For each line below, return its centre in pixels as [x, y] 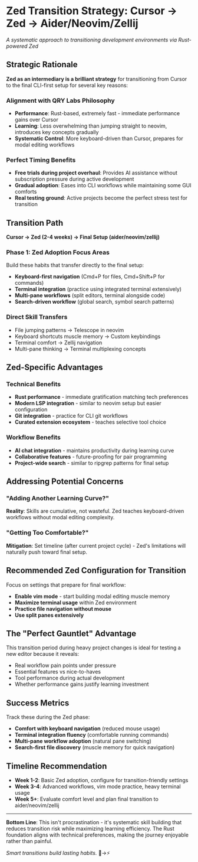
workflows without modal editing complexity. [60, 518]
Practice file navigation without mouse [63, 609]
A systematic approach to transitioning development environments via [92, 40]
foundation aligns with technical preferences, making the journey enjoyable [97, 835]
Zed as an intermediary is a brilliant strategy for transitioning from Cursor [97, 79]
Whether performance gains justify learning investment [82, 684]
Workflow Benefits [33, 437]
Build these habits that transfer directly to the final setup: [75, 265]
